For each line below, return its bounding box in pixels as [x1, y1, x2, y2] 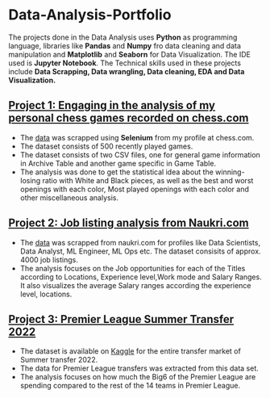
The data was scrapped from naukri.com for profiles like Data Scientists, [19, 237, 260, 247]
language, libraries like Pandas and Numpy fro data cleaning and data [8, 40, 242, 50]
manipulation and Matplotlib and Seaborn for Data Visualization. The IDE [8, 49, 251, 59]
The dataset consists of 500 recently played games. [19, 141, 193, 151]
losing [19, 175, 41, 185]
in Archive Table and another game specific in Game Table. [19, 158, 216, 168]
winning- [214, 167, 245, 177]
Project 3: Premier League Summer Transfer [8, 312, 235, 326]
